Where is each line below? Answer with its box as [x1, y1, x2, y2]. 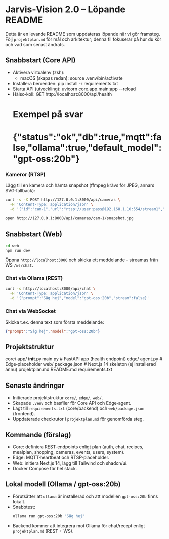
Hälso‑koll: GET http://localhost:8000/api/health [12, 91, 112, 97]
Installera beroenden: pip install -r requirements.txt [12, 80, 118, 86]
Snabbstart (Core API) [5, 56, 76, 65]
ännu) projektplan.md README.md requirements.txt [5, 366, 112, 373]
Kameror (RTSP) [5, 171, 46, 178]
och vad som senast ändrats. [5, 41, 65, 47]
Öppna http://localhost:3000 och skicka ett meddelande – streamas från [5, 257, 158, 263]
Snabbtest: [12, 504, 35, 510]
